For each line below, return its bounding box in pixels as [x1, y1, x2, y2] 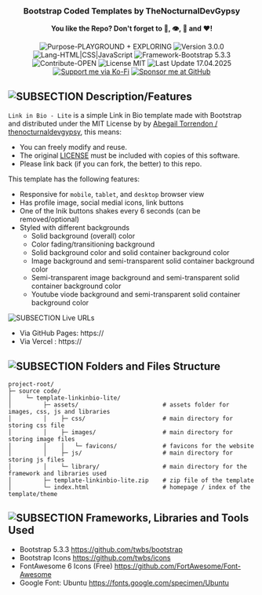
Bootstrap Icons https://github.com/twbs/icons [19, 553, 171, 562]
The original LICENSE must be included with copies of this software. [19, 151, 241, 160]
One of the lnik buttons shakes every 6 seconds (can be [19, 206, 201, 216]
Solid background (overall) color [31, 232, 136, 241]
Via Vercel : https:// [19, 337, 82, 346]
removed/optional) [19, 214, 80, 224]
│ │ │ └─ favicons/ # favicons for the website [8, 442, 255, 450]
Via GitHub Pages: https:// [19, 328, 104, 338]
